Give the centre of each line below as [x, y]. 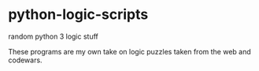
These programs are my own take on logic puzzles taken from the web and [130, 51]
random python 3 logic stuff [53, 36]
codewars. [25, 60]
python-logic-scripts [78, 15]
